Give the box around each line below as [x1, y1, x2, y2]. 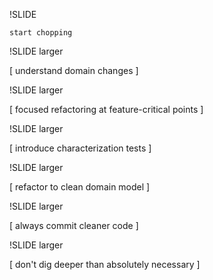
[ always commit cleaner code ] [9, 220, 139, 231]
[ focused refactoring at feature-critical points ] [9, 104, 204, 115]
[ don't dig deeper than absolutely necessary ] [9, 259, 201, 270]
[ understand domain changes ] [9, 65, 139, 76]
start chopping [9, 28, 73, 38]
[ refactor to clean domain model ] [9, 181, 151, 193]
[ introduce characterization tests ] [9, 142, 152, 154]
